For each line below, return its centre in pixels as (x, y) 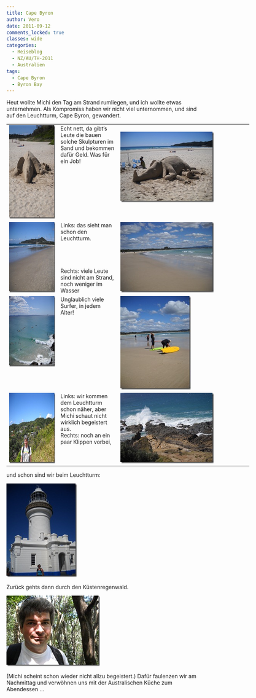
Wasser (70, 291)
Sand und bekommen (87, 148)
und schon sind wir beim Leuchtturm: (54, 475)
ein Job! (71, 161)
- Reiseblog (27, 52)
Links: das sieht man (86, 225)
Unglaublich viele (82, 299)
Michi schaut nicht (83, 415)
